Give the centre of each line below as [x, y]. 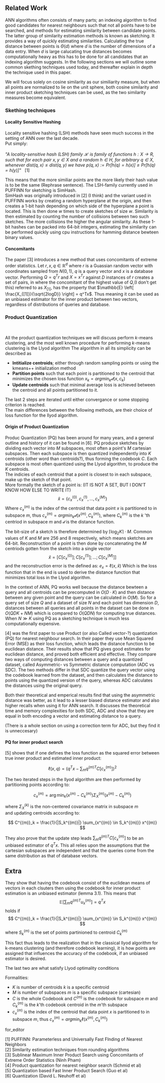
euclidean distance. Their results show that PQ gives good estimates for [78, 649]
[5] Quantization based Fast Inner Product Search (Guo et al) [67, 1071]
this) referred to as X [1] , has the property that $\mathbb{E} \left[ [69, 288]
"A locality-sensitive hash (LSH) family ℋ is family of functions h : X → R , [80, 154]
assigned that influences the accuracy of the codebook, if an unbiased [77, 953]
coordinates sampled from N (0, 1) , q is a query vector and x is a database [79, 271]
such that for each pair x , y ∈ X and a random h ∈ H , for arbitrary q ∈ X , [80, 160]
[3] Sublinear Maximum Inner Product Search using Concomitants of [74, 1055]
